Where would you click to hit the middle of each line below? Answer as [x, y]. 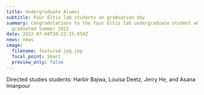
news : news [20, 40]
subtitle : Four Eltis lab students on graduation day [76, 17]
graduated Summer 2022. [42, 29]
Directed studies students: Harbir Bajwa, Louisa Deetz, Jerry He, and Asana [101, 79]
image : [15, 46]
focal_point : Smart [36, 57]
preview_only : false [38, 62]
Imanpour [18, 85]
